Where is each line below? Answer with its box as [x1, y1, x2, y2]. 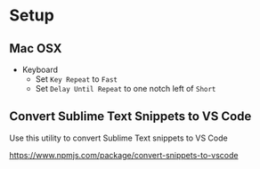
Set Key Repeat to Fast [35, 74, 118, 84]
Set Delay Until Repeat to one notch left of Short [35, 84, 216, 93]
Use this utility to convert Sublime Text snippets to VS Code [9, 133, 229, 143]
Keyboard [21, 64, 59, 75]
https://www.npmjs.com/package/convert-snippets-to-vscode [9, 149, 239, 160]
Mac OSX [9, 41, 62, 56]
